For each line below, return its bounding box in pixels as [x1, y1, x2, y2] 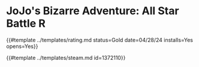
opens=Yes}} [6, 43, 38, 50]
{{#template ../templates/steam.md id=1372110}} [6, 54, 126, 61]
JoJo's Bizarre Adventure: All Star [6, 4, 179, 18]
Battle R [6, 17, 46, 30]
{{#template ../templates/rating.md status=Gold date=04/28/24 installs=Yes [6, 36, 194, 43]
